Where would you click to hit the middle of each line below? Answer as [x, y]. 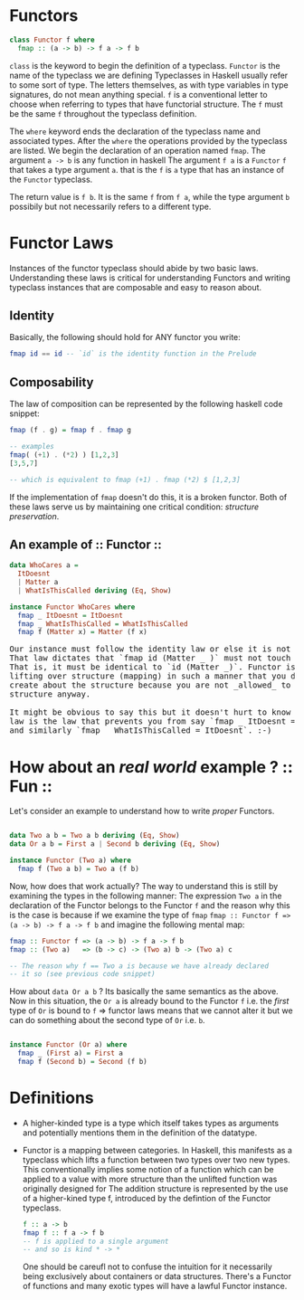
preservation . [34, 516]
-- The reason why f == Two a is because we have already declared [139, 966]
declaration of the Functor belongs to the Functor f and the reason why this [150, 905]
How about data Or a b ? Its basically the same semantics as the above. [144, 992]
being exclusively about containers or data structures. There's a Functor [157, 1276]
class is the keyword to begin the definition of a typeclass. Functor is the [145, 65]
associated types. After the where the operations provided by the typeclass [148, 140]
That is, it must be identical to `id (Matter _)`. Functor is [152, 667]
